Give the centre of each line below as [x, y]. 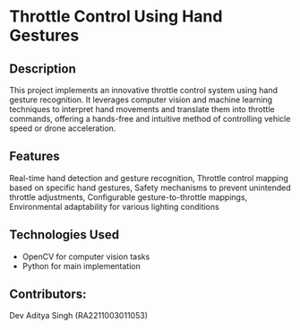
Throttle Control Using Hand [116, 17]
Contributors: [48, 295]
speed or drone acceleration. [63, 128]
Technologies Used [64, 235]
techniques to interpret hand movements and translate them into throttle [142, 109]
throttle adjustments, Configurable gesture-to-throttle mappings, [129, 197]
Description [43, 69]
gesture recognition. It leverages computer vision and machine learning [141, 100]
